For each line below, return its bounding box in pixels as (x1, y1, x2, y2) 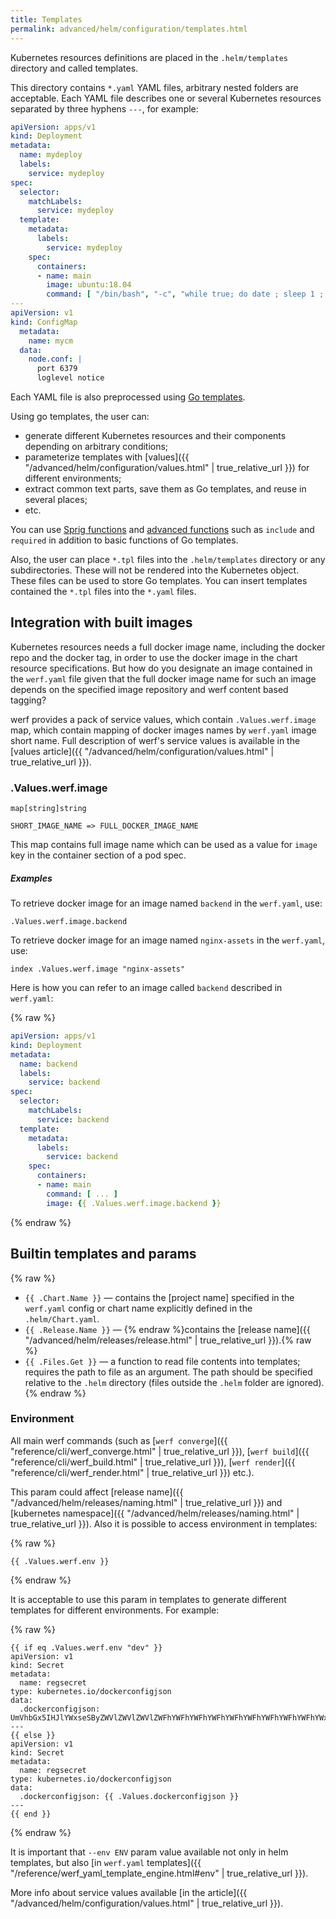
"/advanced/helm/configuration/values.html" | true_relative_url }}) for (24, 462, 310, 473)
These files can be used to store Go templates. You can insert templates (10, 575, 308, 586)
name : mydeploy (19, 150, 83, 160)
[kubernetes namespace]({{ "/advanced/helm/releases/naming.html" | (10, 1507, 300, 1519)
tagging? (10, 694, 47, 706)
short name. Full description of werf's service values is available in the (10, 734, 301, 746)
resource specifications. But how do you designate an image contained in (10, 662, 313, 674)
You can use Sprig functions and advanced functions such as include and (10, 524, 315, 535)
